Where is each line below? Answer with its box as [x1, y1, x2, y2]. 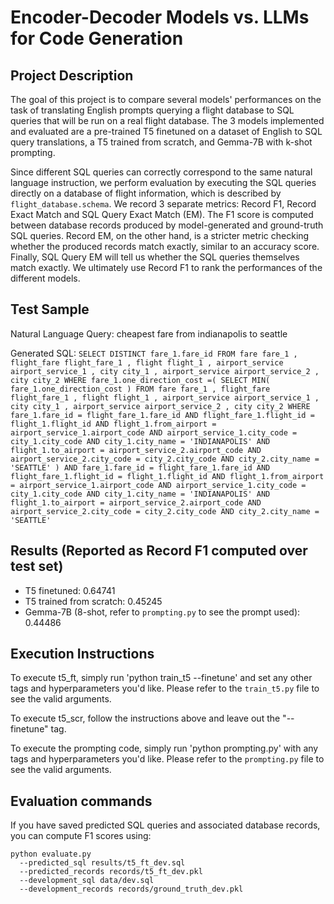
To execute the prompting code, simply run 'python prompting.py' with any [10, 742, 319, 755]
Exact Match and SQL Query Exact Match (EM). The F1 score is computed [10, 209, 314, 220]
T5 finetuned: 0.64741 [24, 584, 116, 596]
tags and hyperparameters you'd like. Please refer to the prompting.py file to [10, 753, 325, 765]
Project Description [10, 67, 134, 84]
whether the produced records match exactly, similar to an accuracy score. [10, 241, 320, 252]
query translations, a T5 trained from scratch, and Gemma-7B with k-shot [10, 136, 313, 148]
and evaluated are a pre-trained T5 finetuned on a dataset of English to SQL [10, 126, 323, 137]
